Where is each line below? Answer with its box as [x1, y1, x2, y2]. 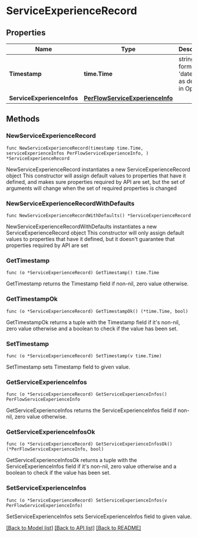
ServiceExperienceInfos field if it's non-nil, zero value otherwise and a [6, 463, 177, 470]
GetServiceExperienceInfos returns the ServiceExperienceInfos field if [6, 407, 177, 414]
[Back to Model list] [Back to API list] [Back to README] [6, 524, 141, 531]
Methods [6, 114, 40, 124]
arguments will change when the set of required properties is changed [6, 185, 177, 192]
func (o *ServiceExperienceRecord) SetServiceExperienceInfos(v [6, 497, 167, 503]
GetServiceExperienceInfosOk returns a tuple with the [6, 457, 137, 464]
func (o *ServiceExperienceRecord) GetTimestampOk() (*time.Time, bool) [6, 308, 189, 314]
